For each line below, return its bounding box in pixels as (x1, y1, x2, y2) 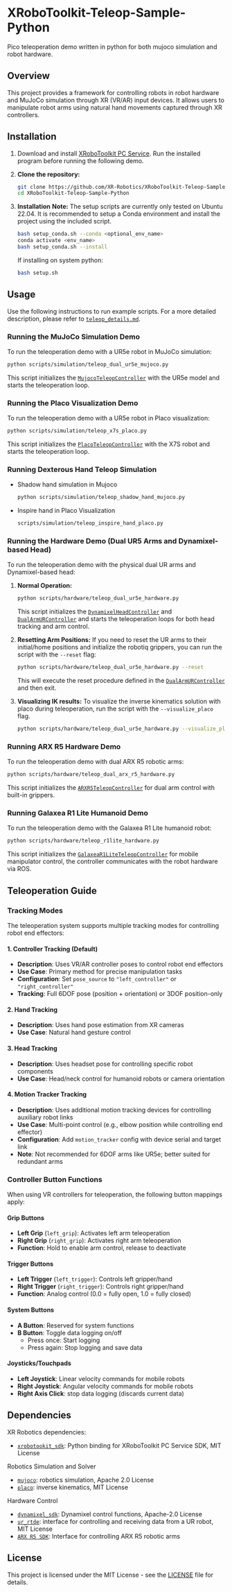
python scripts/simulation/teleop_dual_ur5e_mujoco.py (7, 361, 169, 368)
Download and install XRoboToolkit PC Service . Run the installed (17, 149, 201, 158)
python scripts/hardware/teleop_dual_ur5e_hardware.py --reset (17, 664, 204, 671)
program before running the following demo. (17, 156, 144, 164)
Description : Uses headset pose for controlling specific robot (17, 1060, 193, 1068)
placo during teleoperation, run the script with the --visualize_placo (17, 704, 213, 713)
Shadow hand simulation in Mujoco (17, 480, 118, 489)
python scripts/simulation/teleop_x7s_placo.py (7, 427, 148, 434)
